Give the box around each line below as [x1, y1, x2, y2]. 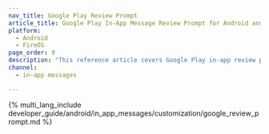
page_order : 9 [8, 49, 56, 57]
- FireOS [15, 41, 45, 49]
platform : [8, 26, 42, 34]
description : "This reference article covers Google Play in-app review [8, 57, 256, 65]
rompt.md [8, 116, 41, 126]
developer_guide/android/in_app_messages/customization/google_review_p [8, 108, 259, 118]
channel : [8, 64, 38, 72]
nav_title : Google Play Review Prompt [8, 11, 138, 20]
